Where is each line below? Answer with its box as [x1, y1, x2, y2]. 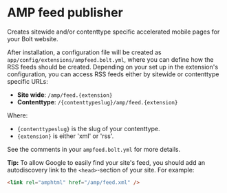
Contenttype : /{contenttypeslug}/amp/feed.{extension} [17, 98, 178, 106]
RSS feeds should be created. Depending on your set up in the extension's [7, 63, 219, 71]
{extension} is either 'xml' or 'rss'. [17, 132, 114, 140]
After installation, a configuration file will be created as [7, 48, 162, 56]
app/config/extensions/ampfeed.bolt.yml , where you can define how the [7, 55, 214, 63]
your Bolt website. [7, 34, 58, 43]
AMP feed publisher [7, 5, 124, 21]
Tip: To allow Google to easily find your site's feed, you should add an [7, 158, 206, 166]
